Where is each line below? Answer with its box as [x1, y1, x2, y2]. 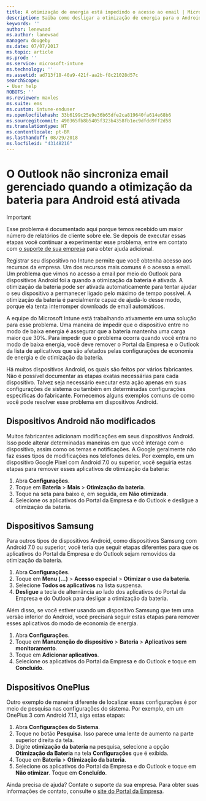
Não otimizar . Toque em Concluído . [15, 769, 107, 776]
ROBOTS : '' [6, 89, 34, 95]
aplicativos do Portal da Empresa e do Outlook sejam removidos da [6, 550, 176, 558]
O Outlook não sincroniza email [6, 167, 169, 181]
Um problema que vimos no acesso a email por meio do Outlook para [6, 270, 181, 277]
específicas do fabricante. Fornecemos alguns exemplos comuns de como [6, 392, 195, 399]
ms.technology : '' [6, 66, 53, 73]
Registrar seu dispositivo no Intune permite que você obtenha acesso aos [6, 256, 193, 264]
